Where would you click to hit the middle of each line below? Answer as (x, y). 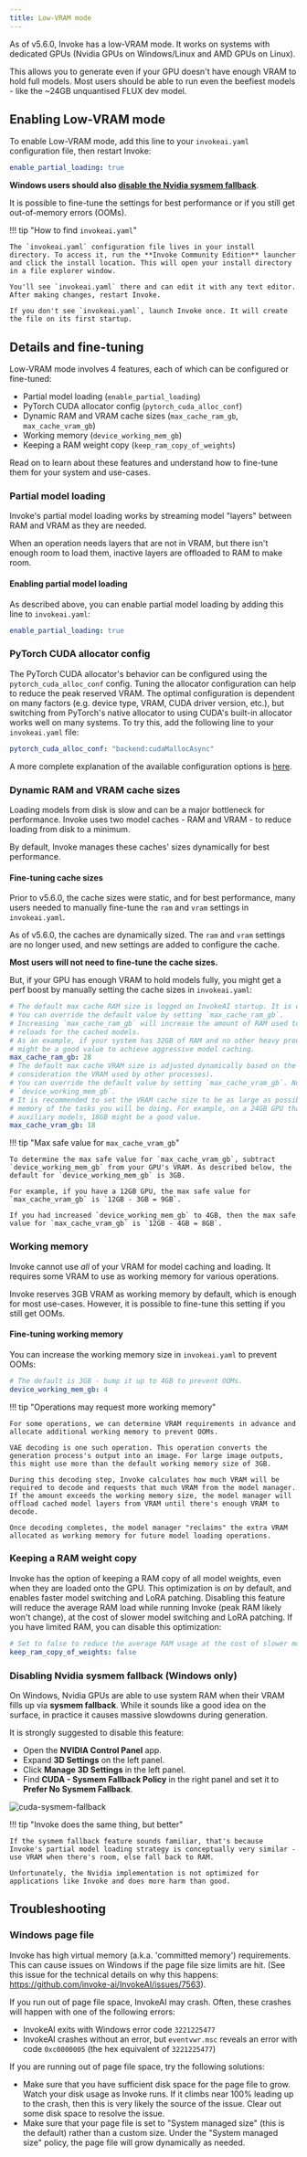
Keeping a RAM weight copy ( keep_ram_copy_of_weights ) (129, 445)
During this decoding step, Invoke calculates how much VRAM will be (145, 1480)
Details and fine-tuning (77, 347)
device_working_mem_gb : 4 (58, 1390)
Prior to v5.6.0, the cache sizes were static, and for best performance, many (153, 898)
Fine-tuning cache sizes (56, 877)
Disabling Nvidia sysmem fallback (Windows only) (123, 1676)
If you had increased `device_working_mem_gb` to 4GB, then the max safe (153, 1216)
